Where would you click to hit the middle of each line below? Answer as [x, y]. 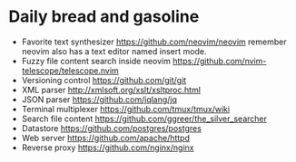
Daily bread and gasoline [104, 17]
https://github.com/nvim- [220, 61]
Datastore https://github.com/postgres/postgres [111, 128]
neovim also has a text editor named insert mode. [114, 51]
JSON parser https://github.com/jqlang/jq [99, 99]
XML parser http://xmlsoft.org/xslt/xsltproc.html [111, 90]
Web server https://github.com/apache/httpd [106, 138]
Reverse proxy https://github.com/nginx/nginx [108, 148]
